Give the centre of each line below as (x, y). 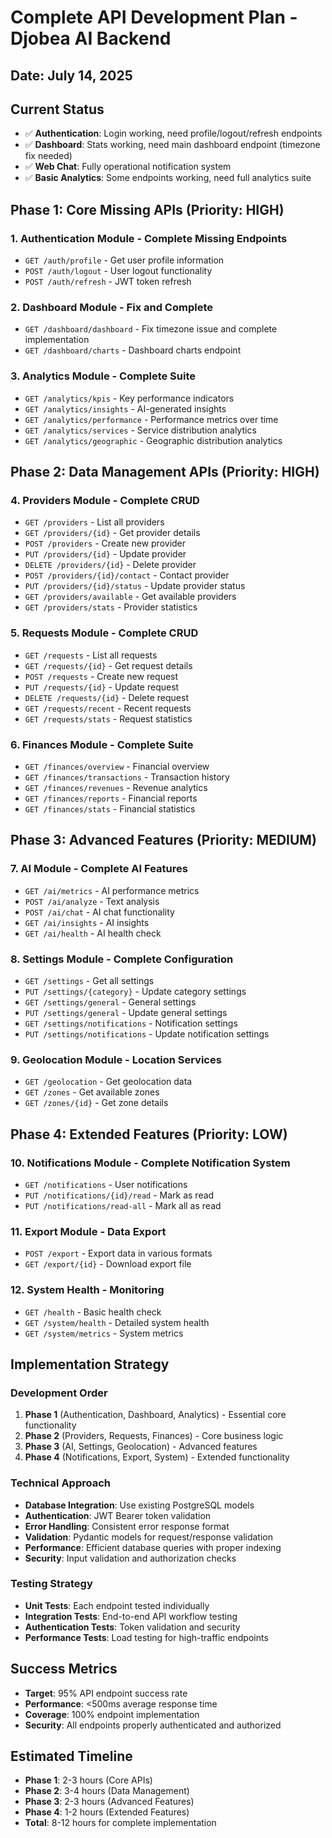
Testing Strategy (51, 1584)
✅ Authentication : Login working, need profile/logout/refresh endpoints (173, 133)
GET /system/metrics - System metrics (104, 1333)
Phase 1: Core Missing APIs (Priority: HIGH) (147, 209)
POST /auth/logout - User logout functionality (118, 271)
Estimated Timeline (71, 1756)
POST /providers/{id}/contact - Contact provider (127, 575)
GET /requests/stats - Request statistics (108, 718)
